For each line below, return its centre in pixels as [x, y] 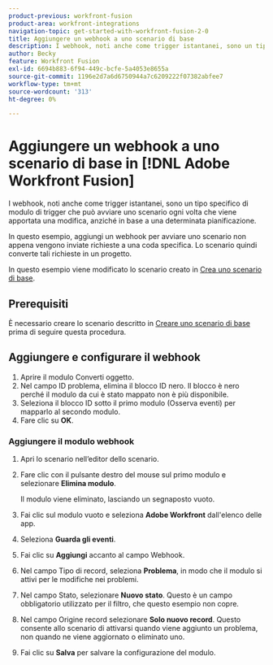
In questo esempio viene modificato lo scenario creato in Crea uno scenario [135, 270]
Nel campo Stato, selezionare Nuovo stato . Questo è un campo [126, 595]
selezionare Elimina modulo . [68, 484]
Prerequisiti [39, 304]
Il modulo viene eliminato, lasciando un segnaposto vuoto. [117, 499]
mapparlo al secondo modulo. [70, 411]
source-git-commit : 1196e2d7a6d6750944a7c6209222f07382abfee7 [116, 76]
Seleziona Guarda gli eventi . [68, 539]
